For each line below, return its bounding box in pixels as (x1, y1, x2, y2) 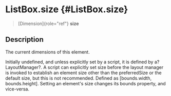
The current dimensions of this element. (5, 49, 90, 55)
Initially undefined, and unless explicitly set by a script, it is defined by (5, 59, 154, 65)
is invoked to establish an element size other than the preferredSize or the (5, 69, 162, 76)
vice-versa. (5, 86, 30, 92)
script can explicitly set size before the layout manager (47, 64, 163, 70)
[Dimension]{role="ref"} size (17, 20, 79, 27)
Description (5, 35, 44, 44)
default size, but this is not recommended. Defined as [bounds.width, (5, 75, 152, 81)
